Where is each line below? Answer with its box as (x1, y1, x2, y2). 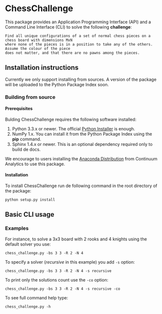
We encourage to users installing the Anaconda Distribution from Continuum (5, 156, 158, 161)
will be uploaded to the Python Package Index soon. (5, 81, 109, 87)
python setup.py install (5, 197, 55, 203)
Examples (5, 225, 29, 232)
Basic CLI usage (5, 210, 54, 219)
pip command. (12, 136, 41, 142)
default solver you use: (5, 241, 51, 247)
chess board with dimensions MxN (5, 37, 73, 43)
